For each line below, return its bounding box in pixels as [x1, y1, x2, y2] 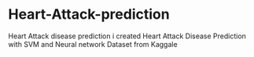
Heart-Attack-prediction [8, 5, 171, 23]
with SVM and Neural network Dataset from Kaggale [8, 39, 179, 48]
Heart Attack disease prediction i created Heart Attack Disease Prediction [8, 31, 246, 41]
